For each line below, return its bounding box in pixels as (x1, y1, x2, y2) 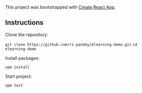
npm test (5, 83, 23, 88)
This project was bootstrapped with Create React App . (5, 4, 116, 10)
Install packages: (5, 55, 40, 61)
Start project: (5, 73, 32, 79)
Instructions (5, 18, 44, 27)
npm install (5, 64, 30, 70)
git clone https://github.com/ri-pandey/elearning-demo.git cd (5, 42, 138, 47)
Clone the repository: (5, 32, 48, 38)
